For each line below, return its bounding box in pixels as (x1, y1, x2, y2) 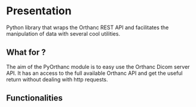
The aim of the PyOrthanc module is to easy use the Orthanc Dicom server (6, 63, 190, 70)
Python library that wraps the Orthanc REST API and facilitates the (6, 24, 169, 31)
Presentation (6, 4, 72, 18)
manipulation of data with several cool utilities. (6, 30, 121, 37)
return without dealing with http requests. (6, 75, 109, 83)
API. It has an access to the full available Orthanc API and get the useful (6, 70, 183, 77)
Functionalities (6, 93, 63, 103)
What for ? (6, 48, 46, 58)
